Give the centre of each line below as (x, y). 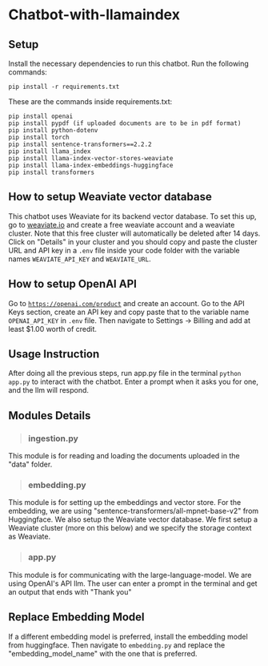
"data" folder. (30, 464)
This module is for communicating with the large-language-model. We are (130, 575)
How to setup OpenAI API (73, 284)
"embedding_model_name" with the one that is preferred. (103, 653)
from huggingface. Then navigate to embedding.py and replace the (117, 645)
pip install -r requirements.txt (64, 87)
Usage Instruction (54, 354)
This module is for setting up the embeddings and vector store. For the (125, 503)
